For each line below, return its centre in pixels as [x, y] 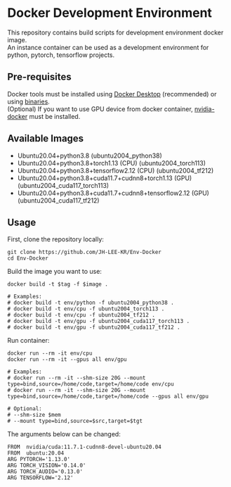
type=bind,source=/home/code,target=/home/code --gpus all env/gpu [108, 397]
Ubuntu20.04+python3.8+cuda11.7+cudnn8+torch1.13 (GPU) [105, 178]
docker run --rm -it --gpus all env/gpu [67, 360]
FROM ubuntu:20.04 [36, 453]
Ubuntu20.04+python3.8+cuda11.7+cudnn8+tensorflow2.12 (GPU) [113, 193]
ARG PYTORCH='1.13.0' [39, 460]
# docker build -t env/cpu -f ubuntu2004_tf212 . [81, 315]
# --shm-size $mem [34, 415]
